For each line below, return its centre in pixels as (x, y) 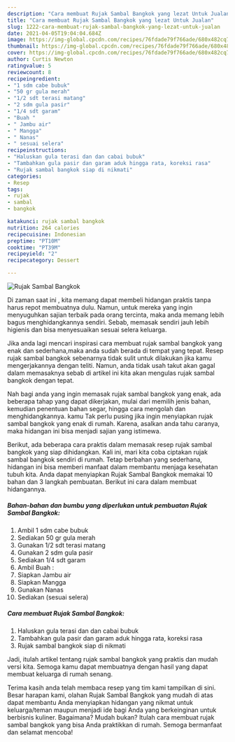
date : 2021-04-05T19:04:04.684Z (54, 33)
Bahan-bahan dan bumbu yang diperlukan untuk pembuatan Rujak (107, 505)
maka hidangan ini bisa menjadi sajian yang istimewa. (84, 431)
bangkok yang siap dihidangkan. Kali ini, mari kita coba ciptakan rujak (108, 452)
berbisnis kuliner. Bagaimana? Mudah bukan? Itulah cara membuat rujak (111, 717)
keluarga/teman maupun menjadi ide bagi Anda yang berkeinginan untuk (112, 710)
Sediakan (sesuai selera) (53, 597)
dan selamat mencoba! (40, 732)
